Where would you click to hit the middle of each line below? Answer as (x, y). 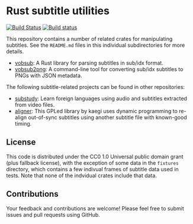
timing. (23, 123)
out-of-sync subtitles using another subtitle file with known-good (108, 117)
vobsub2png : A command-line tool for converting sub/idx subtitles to (99, 69)
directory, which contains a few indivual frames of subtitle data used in (92, 169)
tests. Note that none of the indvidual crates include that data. (81, 175)
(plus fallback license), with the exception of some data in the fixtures (92, 163)
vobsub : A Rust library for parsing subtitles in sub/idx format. (89, 63)
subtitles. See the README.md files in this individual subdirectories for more (96, 45)
